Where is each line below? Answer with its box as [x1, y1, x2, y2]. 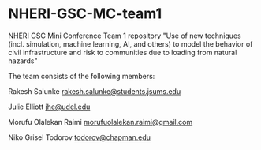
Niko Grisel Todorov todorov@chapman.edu [8, 132, 151, 142]
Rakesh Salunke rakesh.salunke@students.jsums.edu [8, 86, 181, 96]
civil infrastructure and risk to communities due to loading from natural [8, 47, 237, 57]
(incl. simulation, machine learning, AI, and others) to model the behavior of [8, 39, 253, 48]
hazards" [8, 56, 38, 66]
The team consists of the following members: [8, 71, 155, 81]
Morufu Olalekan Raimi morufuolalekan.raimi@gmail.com [8, 117, 193, 126]
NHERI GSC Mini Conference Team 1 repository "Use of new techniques [8, 31, 242, 40]
